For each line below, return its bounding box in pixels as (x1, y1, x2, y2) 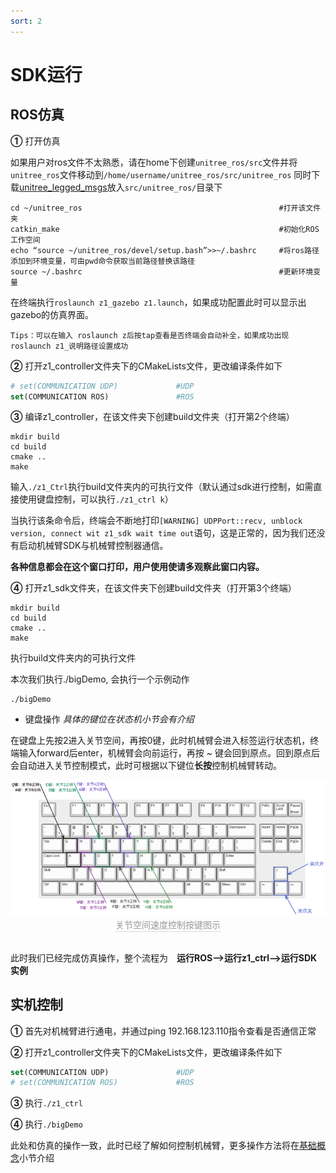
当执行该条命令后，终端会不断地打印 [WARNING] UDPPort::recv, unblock (10, 515, 303, 527)
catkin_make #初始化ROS (10, 224, 320, 234)
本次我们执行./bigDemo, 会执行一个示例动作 (10, 673, 190, 685)
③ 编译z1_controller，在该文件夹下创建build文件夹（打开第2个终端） (10, 411, 295, 423)
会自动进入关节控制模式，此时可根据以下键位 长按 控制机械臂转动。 (10, 760, 282, 772)
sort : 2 (10, 16, 43, 26)
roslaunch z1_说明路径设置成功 (10, 341, 129, 351)
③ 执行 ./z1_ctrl (10, 1097, 83, 1109)
